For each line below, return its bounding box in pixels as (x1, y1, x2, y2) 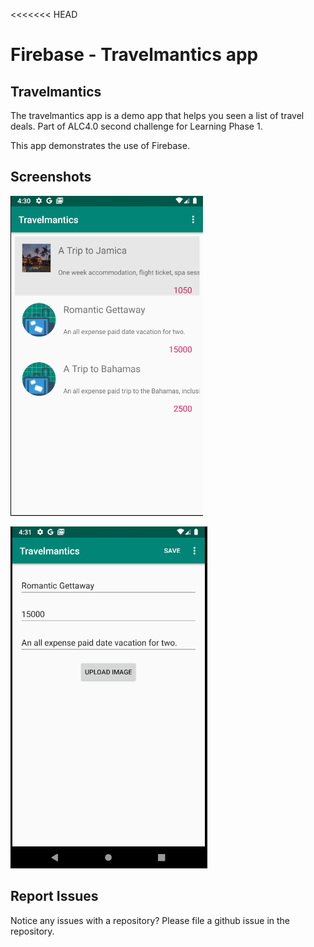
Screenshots (10, 169, 92, 186)
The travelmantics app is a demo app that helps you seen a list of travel (10, 110, 305, 121)
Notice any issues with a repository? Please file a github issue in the (10, 914, 290, 926)
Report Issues (10, 888, 99, 905)
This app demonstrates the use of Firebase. (10, 140, 190, 151)
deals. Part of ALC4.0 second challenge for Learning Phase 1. (10, 120, 263, 132)
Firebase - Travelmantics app (10, 44, 259, 66)
